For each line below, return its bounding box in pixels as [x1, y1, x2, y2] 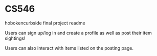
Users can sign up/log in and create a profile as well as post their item [5, 30, 152, 36]
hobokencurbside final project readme [5, 20, 85, 26]
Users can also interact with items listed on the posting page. [5, 45, 134, 51]
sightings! [5, 35, 26, 41]
